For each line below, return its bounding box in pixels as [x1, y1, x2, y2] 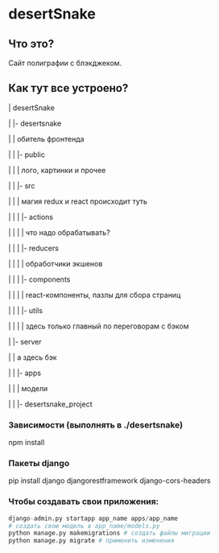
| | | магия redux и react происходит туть [8, 196, 147, 206]
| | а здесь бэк [8, 352, 58, 362]
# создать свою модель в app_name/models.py [8, 522, 160, 530]
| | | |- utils [8, 305, 43, 315]
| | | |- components [8, 274, 71, 284]
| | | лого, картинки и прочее [8, 165, 106, 175]
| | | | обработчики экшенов [8, 258, 103, 268]
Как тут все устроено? [8, 81, 129, 95]
